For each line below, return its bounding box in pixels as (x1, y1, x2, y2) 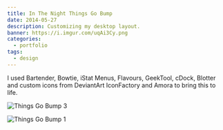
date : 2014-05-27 (7, 17, 57, 23)
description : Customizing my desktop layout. (7, 23, 140, 30)
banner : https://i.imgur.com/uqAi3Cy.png (7, 29, 128, 36)
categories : (7, 36, 41, 43)
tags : (7, 49, 23, 56)
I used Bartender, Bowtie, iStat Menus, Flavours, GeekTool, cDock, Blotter (7, 74, 216, 82)
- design (13, 55, 39, 62)
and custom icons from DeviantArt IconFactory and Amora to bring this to (7, 80, 216, 89)
